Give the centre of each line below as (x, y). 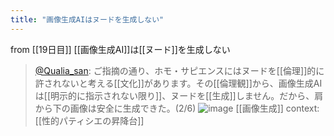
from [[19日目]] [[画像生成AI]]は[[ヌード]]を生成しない (120, 49)
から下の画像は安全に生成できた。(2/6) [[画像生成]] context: (177, 108)
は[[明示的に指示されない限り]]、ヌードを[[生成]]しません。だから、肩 (179, 95)
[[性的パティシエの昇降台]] (89, 120)
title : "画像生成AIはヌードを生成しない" (87, 19)
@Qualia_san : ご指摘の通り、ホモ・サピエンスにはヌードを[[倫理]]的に (179, 70)
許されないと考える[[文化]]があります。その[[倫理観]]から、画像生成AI (178, 83)
